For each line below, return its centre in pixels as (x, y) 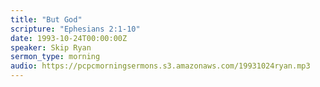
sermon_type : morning (55, 57)
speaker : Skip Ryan (51, 47)
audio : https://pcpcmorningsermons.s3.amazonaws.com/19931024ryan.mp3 (160, 66)
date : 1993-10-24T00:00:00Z (69, 38)
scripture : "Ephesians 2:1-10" (75, 29)
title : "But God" (46, 19)
